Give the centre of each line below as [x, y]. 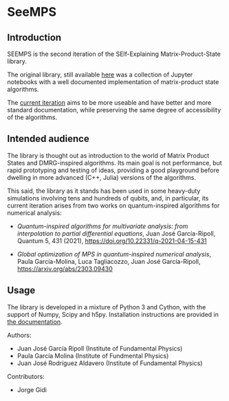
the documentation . [35, 322]
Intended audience [48, 139]
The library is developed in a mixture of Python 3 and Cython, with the [107, 307]
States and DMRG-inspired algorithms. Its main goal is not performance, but [115, 163]
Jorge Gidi [32, 389]
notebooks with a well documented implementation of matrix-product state [113, 82]
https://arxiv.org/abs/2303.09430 [65, 269]
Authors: [19, 335]
